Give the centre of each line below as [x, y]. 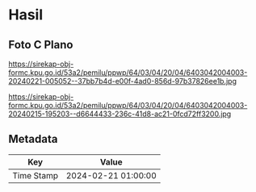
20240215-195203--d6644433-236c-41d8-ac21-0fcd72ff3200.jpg [120, 114]
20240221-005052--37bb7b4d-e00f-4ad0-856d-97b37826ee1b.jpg [122, 81]
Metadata [33, 139]
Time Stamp [36, 175]
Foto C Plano [41, 45]
